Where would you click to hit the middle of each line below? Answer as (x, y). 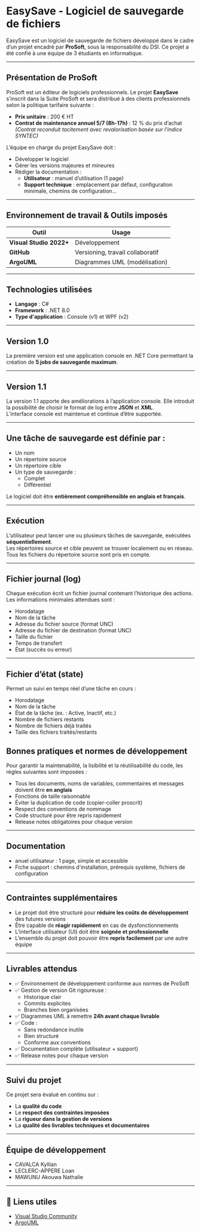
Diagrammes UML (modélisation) (121, 262)
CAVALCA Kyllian (36, 1164)
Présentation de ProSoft (52, 78)
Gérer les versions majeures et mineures (65, 165)
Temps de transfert (39, 643)
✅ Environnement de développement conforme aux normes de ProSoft (102, 983)
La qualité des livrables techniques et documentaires (82, 1125)
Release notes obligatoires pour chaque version (74, 822)
